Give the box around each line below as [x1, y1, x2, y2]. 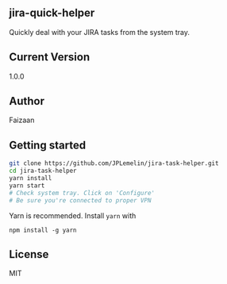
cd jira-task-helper [9, 167, 78, 175]
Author [9, 94, 44, 108]
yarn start [9, 182, 45, 190]
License [9, 248, 49, 261]
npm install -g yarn [9, 226, 78, 234]
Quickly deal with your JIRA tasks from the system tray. [9, 27, 190, 36]
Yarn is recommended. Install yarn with [9, 210, 137, 221]
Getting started [9, 138, 87, 152]
